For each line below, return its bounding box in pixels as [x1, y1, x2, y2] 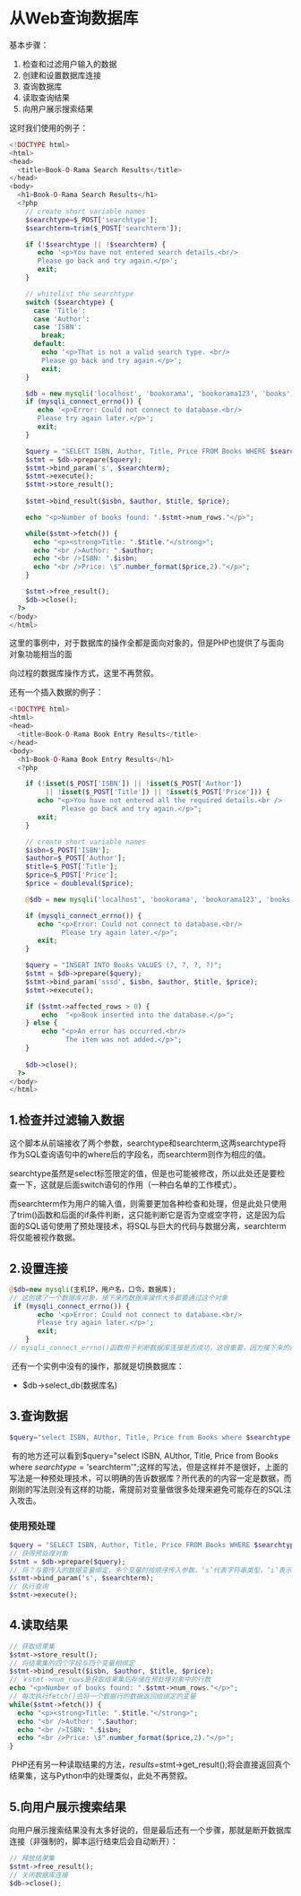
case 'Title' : [32, 306, 87, 315]
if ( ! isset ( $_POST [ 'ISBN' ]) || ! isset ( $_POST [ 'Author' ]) [25, 779, 243, 789]
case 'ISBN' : [32, 323, 82, 332]
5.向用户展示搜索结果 [9, 1799, 127, 1814]
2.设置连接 [9, 1260, 69, 1276]
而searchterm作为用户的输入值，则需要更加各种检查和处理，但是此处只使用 [9, 1199, 288, 1209]
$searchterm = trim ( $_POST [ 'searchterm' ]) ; [25, 223, 182, 233]
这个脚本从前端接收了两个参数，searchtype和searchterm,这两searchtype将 [9, 1138, 287, 1148]
